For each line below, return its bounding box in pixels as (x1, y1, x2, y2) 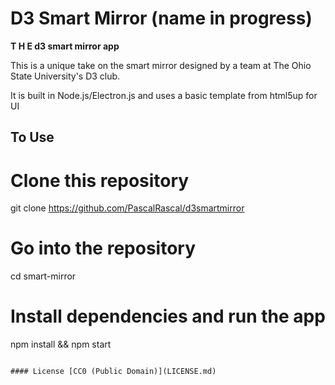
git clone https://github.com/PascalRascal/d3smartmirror (10, 202, 245, 214)
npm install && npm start (10, 338, 112, 351)
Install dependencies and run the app (10, 305, 326, 328)
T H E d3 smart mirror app (10, 40, 120, 52)
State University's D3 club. (10, 70, 121, 82)
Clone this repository (10, 169, 190, 192)
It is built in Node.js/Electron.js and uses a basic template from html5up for (10, 89, 318, 101)
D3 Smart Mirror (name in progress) (10, 7, 313, 30)
